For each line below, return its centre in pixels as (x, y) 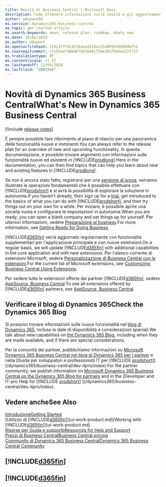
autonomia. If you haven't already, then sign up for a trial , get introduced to (81, 196)
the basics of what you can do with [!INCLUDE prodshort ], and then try (77, 201)
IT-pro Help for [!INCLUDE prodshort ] (43, 381)
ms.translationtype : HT (30, 56)
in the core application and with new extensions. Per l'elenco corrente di (79, 253)
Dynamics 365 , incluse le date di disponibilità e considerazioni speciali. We (81, 329)
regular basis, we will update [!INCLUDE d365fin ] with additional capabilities (82, 247)
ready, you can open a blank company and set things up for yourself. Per (79, 217)
